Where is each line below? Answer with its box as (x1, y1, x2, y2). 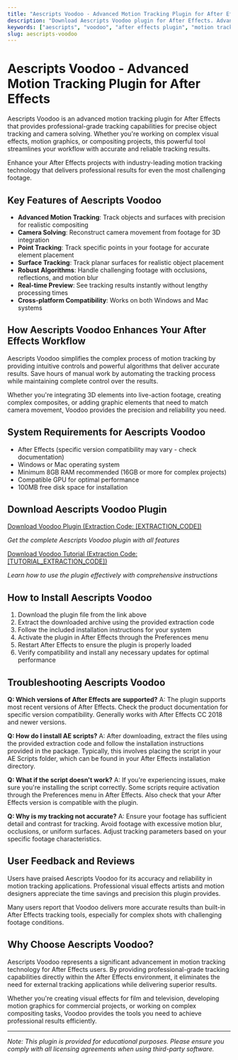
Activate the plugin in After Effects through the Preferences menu (17, 633, 209, 642)
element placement (17, 251, 74, 259)
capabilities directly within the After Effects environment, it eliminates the (7, 973, 220, 981)
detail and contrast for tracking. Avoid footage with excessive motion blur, (7, 820, 222, 828)
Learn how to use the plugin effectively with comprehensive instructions (7, 571, 218, 580)
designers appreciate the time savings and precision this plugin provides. (7, 889, 221, 897)
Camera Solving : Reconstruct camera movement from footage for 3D (17, 228, 221, 237)
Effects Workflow (7, 335, 86, 347)
